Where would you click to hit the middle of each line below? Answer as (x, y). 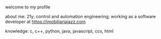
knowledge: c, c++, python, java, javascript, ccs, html (59, 31)
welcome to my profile (28, 7)
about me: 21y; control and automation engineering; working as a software (80, 16)
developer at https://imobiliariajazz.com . (46, 22)
